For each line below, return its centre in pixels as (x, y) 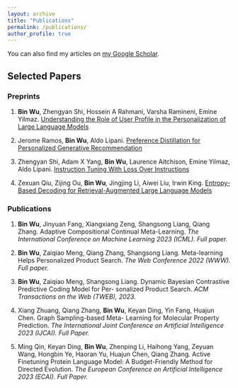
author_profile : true (39, 34)
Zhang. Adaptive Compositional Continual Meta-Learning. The (108, 232)
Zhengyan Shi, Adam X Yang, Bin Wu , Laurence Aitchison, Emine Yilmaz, (124, 161)
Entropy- (218, 183)
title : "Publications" (41, 21)
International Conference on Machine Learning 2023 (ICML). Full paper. (123, 239)
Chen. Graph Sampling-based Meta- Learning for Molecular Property (118, 318)
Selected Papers (44, 76)
